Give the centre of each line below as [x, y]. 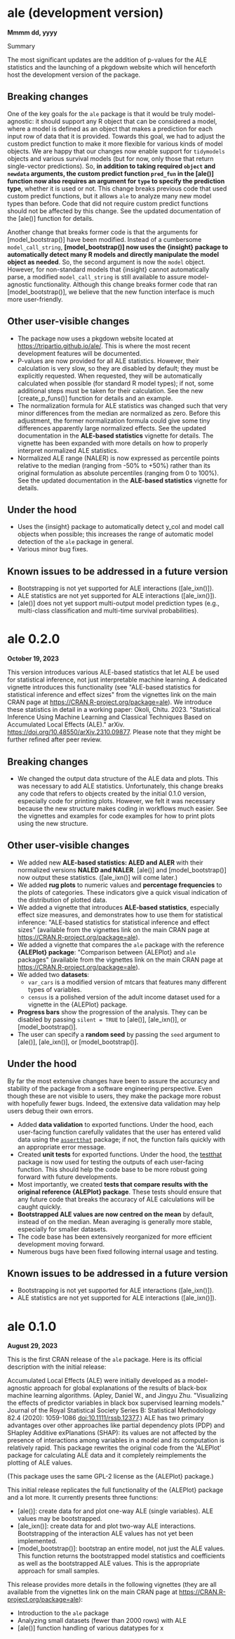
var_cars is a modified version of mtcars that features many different [127, 982]
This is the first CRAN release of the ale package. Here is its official [105, 1360]
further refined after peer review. [54, 739]
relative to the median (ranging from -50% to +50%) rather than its [114, 465]
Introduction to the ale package [63, 1613]
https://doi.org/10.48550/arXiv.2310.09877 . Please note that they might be [114, 732]
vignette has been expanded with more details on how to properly [113, 443]
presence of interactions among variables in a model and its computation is [116, 1441]
